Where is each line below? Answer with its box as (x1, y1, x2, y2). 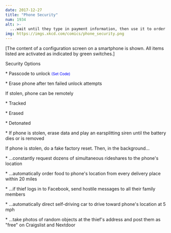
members (5, 191, 26, 197)
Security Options (5, 61, 41, 66)
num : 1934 (5, 17, 27, 22)
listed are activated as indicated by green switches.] (5, 51, 115, 57)
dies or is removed (5, 135, 44, 141)
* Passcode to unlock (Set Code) (5, 71, 70, 77)
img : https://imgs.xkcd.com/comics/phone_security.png (5, 31, 125, 36)
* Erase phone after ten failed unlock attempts (5, 80, 102, 86)
